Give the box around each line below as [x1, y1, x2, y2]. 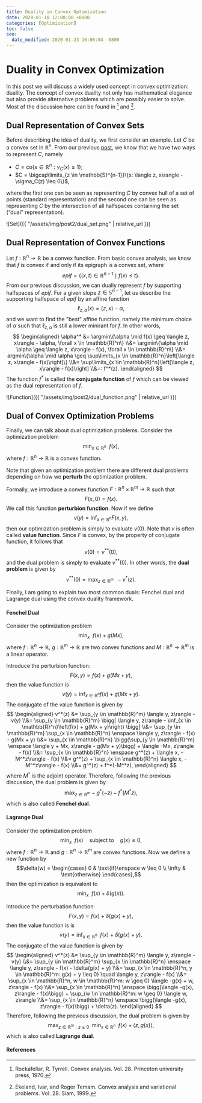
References [6, 1046, 36, 1054]
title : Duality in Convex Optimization [6, 8, 106, 15]
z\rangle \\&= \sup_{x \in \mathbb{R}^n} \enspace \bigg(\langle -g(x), [15, 996, 187, 1004]
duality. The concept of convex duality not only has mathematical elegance [6, 89, 192, 96]
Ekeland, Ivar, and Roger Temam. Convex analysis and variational [14, 1083, 176, 1090]
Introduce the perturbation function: [6, 903, 96, 910]
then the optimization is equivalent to [6, 881, 98, 888]
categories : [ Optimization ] [6, 20, 77, 26]
